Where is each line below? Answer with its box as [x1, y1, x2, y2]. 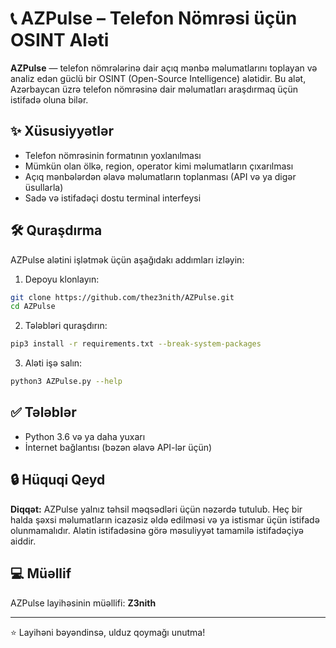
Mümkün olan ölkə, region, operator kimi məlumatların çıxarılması [24, 160, 294, 172]
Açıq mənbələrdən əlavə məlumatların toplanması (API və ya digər [24, 170, 297, 182]
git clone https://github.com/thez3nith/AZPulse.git [10, 292, 235, 302]
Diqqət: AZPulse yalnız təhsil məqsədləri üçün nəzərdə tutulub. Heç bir [10, 503, 303, 515]
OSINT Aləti [10, 29, 110, 52]
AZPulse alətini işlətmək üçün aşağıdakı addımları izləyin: [10, 253, 245, 266]
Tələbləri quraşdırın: [24, 320, 108, 332]
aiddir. [10, 535, 37, 547]
